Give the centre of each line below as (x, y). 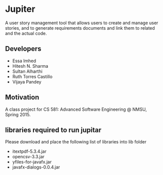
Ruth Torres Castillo (32, 76)
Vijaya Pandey (27, 82)
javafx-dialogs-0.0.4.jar (36, 167)
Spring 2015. (18, 114)
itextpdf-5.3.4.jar (29, 151)
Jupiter (20, 9)
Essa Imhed (24, 61)
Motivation (22, 97)
